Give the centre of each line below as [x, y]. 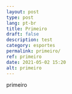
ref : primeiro [24, 57]
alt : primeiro [24, 68]
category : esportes [31, 46]
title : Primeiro [27, 29]
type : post [20, 17]
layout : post [23, 12]
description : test [29, 40]
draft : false [23, 34]
